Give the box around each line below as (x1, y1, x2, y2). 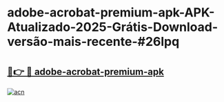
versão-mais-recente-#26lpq (7, 34, 180, 49)
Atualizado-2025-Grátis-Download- (7, 19, 218, 35)
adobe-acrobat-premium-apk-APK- (7, 5, 215, 21)
